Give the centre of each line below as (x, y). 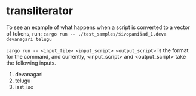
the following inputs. (31, 63)
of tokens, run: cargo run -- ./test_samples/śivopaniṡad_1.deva (86, 33)
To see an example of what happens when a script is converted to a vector (98, 27)
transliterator (40, 11)
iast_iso (24, 87)
